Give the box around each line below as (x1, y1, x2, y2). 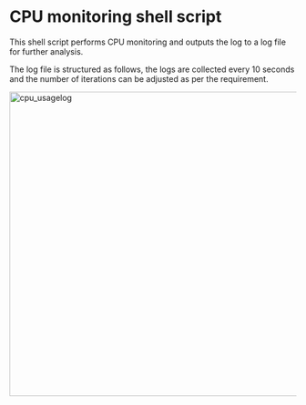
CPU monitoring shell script (9, 6, 222, 27)
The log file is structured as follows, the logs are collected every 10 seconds (9, 64, 295, 75)
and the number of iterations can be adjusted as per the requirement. (9, 73, 269, 84)
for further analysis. (9, 46, 84, 56)
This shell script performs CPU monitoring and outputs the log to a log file (9, 36, 287, 47)
